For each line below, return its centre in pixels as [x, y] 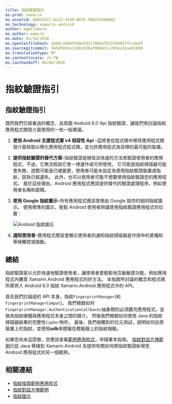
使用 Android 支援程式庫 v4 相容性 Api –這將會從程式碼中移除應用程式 [86, 140]
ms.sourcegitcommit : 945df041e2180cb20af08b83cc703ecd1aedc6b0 [74, 48]
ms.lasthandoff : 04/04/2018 [35, 63]
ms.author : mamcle [25, 34]
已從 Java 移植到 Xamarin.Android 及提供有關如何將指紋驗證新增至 [80, 346]
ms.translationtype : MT [31, 53]
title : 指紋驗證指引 [25, 10]
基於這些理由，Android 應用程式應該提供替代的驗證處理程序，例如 [92, 184]
